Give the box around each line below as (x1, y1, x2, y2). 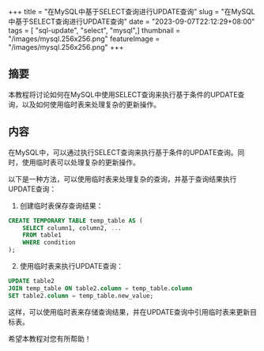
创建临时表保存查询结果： (19, 201, 104, 210)
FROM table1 (22, 232, 62, 240)
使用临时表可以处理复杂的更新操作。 (21, 157, 140, 167)
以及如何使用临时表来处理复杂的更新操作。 (21, 100, 160, 109)
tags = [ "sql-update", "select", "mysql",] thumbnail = (8, 26, 180, 35)
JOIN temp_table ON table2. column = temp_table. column (8, 284, 193, 292)
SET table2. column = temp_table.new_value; (8, 292, 154, 300)
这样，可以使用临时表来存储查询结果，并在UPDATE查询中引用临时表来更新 (8, 307, 251, 316)
